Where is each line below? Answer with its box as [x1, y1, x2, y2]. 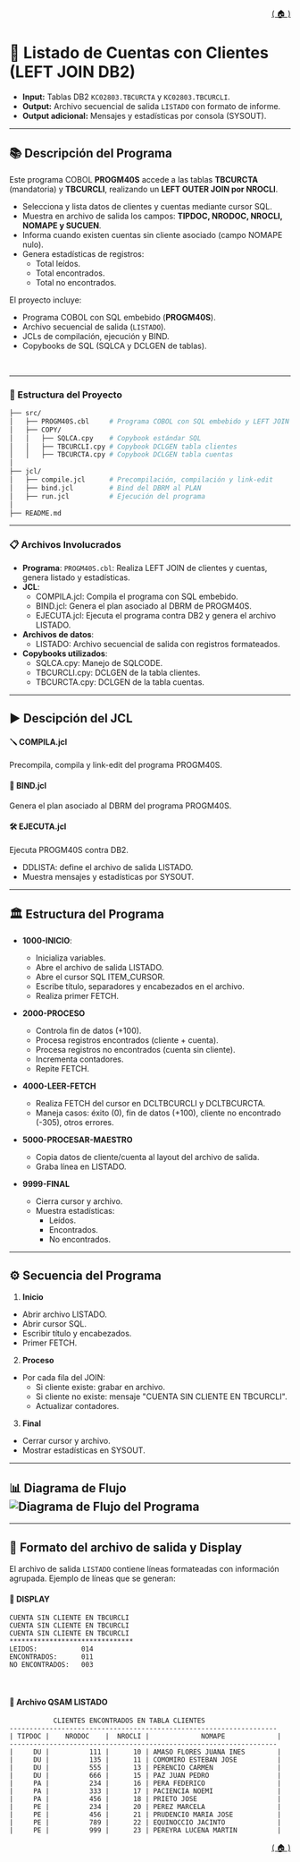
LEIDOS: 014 [9, 1644, 94, 1654]
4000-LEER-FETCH [21, 1080, 96, 1091]
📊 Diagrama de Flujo [9, 1481, 127, 1496]
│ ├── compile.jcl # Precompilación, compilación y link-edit [9, 475, 274, 484]
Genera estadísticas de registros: [21, 248, 145, 259]
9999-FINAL [21, 1178, 70, 1189]
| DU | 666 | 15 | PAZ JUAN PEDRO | [9, 1772, 281, 1781]
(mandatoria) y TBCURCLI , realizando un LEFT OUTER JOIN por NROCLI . [9, 184, 279, 194]
